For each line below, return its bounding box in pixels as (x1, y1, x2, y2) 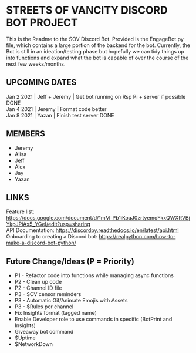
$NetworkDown (14, 341, 53, 348)
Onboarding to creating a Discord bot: (6, 233, 98, 240)
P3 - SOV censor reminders (14, 291, 82, 298)
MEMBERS (6, 129, 46, 139)
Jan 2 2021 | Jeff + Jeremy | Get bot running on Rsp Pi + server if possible (6, 93, 186, 100)
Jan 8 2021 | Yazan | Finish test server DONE (6, 112, 114, 119)
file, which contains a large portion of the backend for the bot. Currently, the (6, 42, 191, 49)
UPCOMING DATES (6, 78, 77, 88)
